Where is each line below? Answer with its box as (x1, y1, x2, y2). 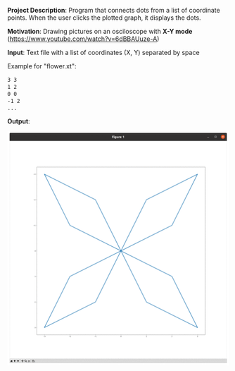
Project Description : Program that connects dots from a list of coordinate (7, 6, 220, 14)
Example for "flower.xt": (7, 62, 77, 70)
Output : (7, 117, 30, 126)
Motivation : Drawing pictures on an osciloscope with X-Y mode (7, 28, 193, 35)
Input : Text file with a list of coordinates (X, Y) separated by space (7, 49, 200, 56)
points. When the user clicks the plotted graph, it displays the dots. (7, 13, 202, 22)
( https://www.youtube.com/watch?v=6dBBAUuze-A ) (7, 35, 160, 43)
